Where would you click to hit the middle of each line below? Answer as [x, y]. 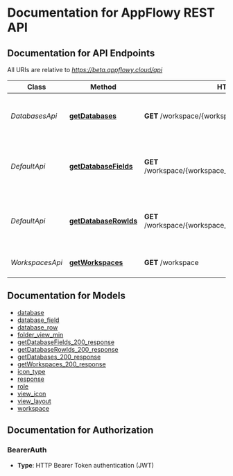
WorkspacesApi [37, 263]
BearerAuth [27, 450]
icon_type [31, 371]
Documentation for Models [67, 296]
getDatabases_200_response [59, 357]
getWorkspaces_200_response [61, 364]
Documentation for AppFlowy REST [111, 13]
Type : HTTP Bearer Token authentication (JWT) [86, 465]
